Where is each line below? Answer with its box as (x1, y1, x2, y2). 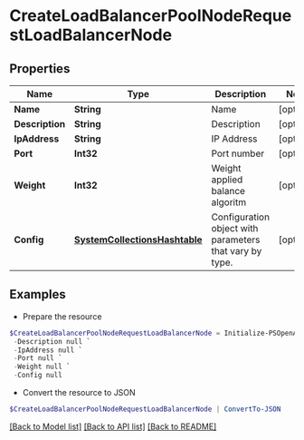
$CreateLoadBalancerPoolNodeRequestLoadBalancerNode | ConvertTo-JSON (9, 405, 281, 414)
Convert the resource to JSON (22, 387, 136, 398)
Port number (211, 147, 265, 160)
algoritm (211, 196, 247, 209)
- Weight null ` (13, 362, 71, 372)
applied (211, 173, 243, 186)
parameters (211, 233, 261, 246)
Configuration (211, 210, 270, 223)
